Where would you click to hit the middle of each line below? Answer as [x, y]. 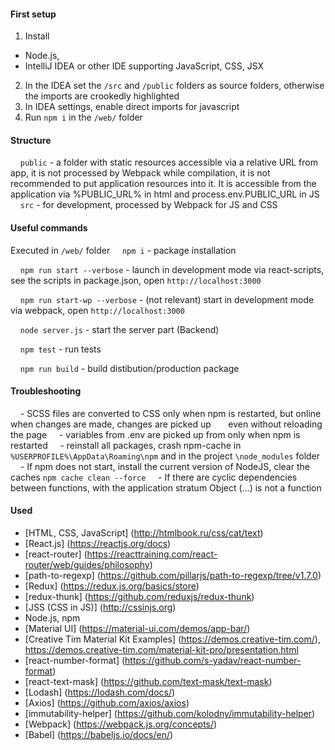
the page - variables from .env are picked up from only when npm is [155, 434]
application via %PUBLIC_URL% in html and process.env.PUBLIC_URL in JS [165, 194]
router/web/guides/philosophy [87, 565]
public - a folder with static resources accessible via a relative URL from [168, 162]
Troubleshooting [46, 391]
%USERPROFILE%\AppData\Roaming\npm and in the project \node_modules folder [165, 456]
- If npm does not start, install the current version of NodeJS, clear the [164, 466]
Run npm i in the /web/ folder [83, 117]
